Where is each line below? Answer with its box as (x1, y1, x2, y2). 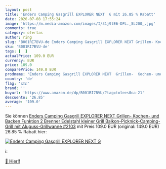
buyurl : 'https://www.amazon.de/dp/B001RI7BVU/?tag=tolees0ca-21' (5, 90, 145, 95)
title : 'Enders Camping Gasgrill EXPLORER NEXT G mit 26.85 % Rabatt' (5, 12, 156, 17)
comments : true (5, 26, 37, 31)
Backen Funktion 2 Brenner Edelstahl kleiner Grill (5, 118, 105, 124)
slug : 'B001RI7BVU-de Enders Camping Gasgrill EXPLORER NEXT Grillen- (5, 40, 154, 45)
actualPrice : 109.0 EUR (5, 53, 54, 58)
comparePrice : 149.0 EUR (5, 67, 56, 72)
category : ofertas (5, 30, 43, 35)
